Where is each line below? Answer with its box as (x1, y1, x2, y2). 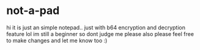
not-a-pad (6, 4, 60, 18)
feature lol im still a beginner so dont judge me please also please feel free (6, 30, 194, 37)
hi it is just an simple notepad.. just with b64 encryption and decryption (6, 24, 185, 31)
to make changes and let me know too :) (6, 37, 108, 44)
